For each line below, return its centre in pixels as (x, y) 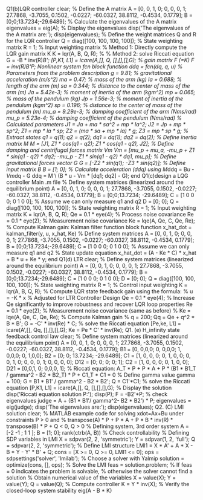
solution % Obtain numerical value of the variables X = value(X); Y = (91, 478)
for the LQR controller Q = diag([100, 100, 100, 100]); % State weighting (95, 41)
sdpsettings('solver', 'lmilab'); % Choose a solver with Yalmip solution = (95, 458)
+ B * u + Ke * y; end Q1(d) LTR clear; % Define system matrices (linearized (100, 259)
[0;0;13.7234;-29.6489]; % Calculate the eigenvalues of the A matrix (92, 21)
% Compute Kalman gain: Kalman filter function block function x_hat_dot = (99, 227)
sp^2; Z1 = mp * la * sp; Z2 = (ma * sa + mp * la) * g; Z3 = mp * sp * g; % (98, 131)
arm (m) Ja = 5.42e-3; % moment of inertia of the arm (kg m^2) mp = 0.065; (101, 92)
